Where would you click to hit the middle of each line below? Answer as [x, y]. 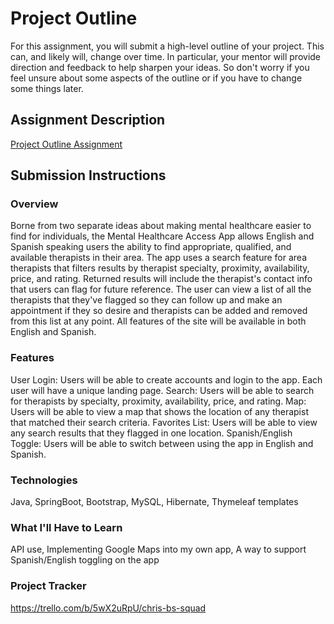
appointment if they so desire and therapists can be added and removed [159, 311]
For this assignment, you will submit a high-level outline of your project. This [167, 46]
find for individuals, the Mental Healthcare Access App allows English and [162, 236]
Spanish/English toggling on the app [85, 560]
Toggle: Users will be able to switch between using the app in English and [162, 443]
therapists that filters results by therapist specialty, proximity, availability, [160, 268]
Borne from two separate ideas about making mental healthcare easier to [161, 226]
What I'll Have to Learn [66, 527]
